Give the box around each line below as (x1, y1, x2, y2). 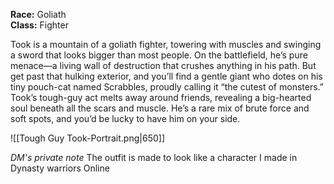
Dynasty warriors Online (10, 162, 110, 174)
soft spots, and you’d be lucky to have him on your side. (10, 113, 241, 124)
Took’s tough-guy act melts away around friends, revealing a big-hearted (10, 92, 312, 103)
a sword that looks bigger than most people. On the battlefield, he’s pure (10, 49, 308, 61)
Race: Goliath (10, 9, 67, 20)
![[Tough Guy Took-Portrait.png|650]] (10, 132, 165, 144)
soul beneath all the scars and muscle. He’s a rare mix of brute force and (10, 102, 310, 114)
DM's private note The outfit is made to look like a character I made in (10, 152, 298, 163)
